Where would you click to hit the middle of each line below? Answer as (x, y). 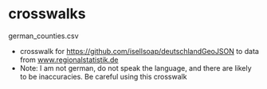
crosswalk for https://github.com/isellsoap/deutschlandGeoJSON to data (139, 51)
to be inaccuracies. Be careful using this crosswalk (103, 76)
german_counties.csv (43, 36)
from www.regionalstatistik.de (69, 60)
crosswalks (47, 14)
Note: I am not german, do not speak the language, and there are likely (136, 68)
